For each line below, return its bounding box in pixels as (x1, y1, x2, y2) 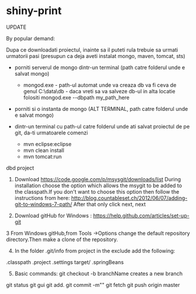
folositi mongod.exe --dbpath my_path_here (23, 94, 130, 101)
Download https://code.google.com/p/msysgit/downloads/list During (14, 175, 181, 183)
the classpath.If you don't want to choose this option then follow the (14, 188, 180, 195)
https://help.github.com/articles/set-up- (93, 212, 190, 219)
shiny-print (6, 4, 62, 18)
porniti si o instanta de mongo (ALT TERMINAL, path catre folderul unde (14, 105, 188, 112)
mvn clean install (23, 147, 65, 154)
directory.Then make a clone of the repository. (6, 236, 119, 243)
